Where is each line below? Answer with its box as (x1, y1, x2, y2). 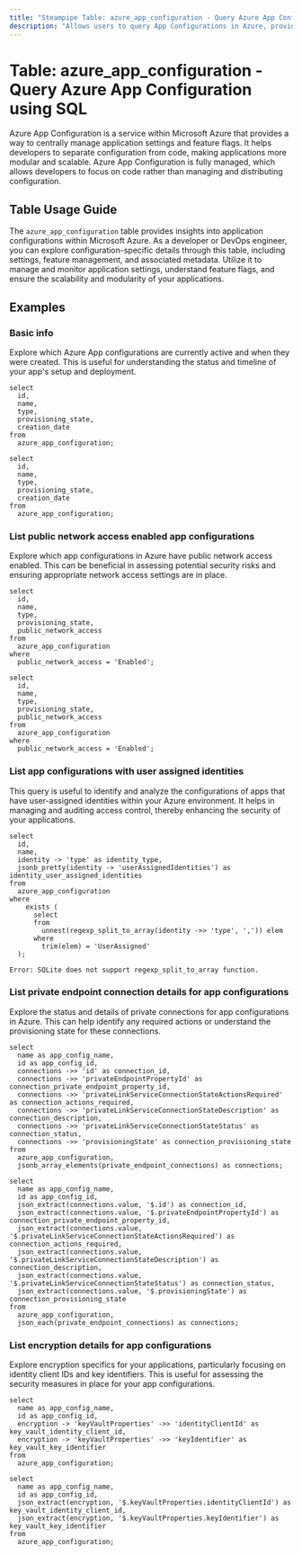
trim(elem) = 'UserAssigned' (41, 941, 151, 951)
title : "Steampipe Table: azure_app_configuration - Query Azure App (9, 13, 276, 22)
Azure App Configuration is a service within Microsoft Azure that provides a (9, 128, 289, 139)
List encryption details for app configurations (9, 1338, 212, 1351)
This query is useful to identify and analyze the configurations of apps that (9, 786, 286, 796)
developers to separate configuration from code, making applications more (9, 147, 288, 158)
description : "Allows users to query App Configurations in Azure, (9, 22, 268, 31)
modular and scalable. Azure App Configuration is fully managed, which (9, 156, 276, 167)
